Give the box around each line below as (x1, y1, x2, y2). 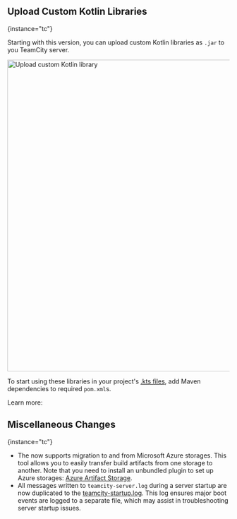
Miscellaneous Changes (7, 419, 116, 431)
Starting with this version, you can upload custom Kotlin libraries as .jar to (7, 38, 224, 47)
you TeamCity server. (7, 45, 70, 54)
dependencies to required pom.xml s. (7, 384, 111, 393)
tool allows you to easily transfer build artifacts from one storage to (17, 458, 213, 467)
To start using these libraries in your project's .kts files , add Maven (7, 377, 201, 386)
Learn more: (7, 398, 43, 407)
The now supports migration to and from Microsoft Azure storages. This (17, 451, 227, 460)
